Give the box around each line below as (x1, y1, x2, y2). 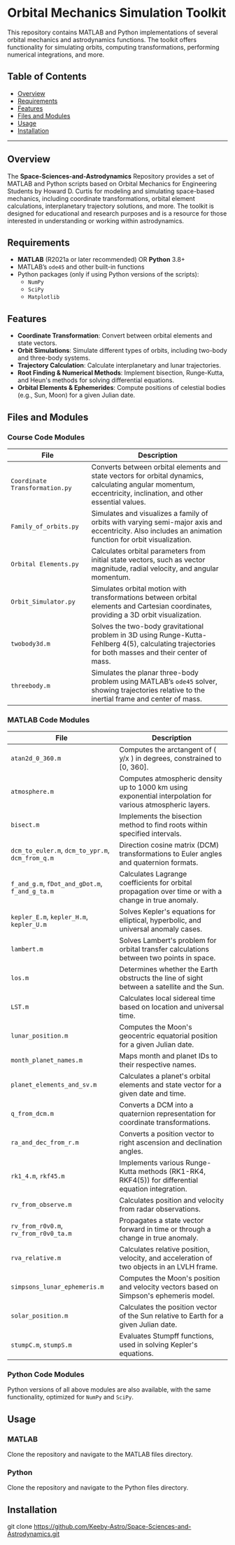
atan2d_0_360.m (10, 755, 62, 762)
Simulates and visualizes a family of (91, 508, 208, 518)
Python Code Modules (7, 1370, 85, 1380)
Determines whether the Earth (119, 965, 218, 974)
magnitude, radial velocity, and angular (91, 564, 219, 573)
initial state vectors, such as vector (91, 554, 206, 564)
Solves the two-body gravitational (91, 621, 204, 631)
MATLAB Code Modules (7, 715, 90, 725)
